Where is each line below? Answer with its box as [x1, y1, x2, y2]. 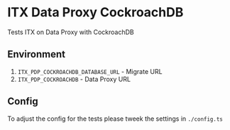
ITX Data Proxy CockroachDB [7, 4, 184, 21]
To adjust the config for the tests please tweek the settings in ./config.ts [7, 114, 224, 123]
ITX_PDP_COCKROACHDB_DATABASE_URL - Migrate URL [17, 67, 163, 75]
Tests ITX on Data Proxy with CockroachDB [7, 28, 134, 36]
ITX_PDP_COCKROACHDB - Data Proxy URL [17, 75, 131, 83]
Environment [7, 48, 66, 60]
